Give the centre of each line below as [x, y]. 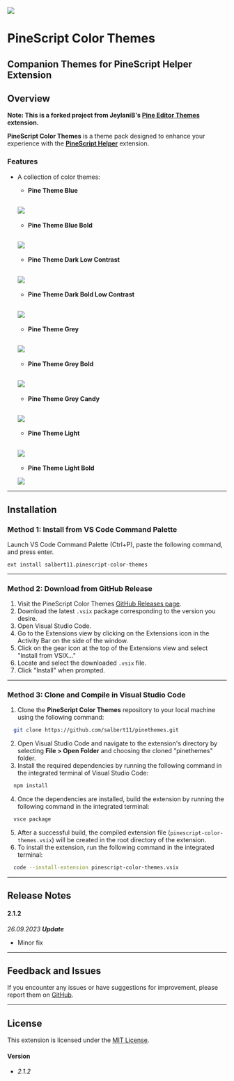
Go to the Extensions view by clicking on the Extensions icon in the [113, 633]
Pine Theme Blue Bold [60, 225]
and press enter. [31, 552]
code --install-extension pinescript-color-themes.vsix [96, 868]
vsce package [32, 819]
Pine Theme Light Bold [61, 468]
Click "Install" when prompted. [61, 670]
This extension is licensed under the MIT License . [78, 1040]
